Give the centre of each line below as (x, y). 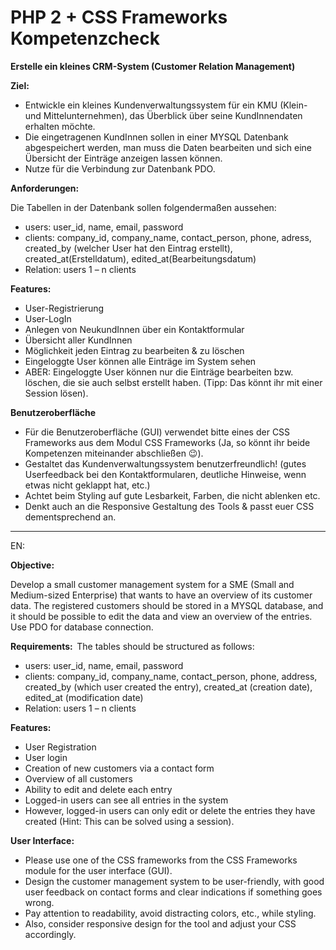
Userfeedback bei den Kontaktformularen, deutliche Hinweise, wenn (165, 474)
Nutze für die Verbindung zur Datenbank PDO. (120, 168)
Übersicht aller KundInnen (78, 340)
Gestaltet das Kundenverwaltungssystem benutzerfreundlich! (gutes (165, 463)
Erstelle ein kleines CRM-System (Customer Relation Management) (153, 66)
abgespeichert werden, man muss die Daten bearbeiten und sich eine (168, 147)
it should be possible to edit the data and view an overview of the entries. (161, 616)
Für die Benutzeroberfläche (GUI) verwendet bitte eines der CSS (157, 432)
